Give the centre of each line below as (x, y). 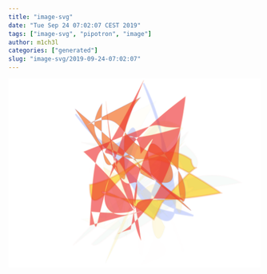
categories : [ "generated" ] (53, 51)
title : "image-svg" (41, 17)
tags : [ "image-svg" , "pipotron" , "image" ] (80, 34)
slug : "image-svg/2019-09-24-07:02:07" (75, 59)
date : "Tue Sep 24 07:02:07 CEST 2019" (75, 25)
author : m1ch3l (34, 42)
